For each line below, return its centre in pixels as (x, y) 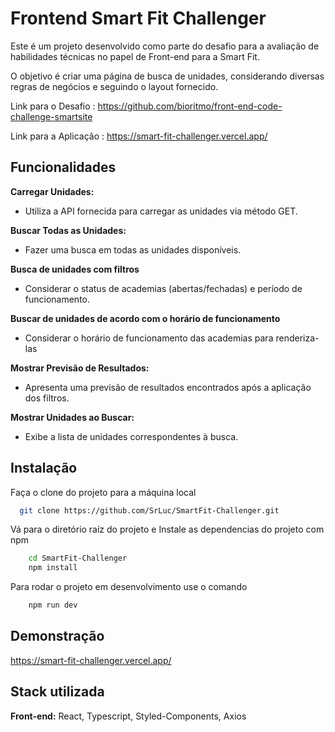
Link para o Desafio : (53, 106)
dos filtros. (47, 398)
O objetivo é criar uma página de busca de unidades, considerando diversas (167, 76)
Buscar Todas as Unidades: (68, 230)
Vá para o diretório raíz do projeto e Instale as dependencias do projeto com (167, 529)
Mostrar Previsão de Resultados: (80, 368)
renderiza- (297, 338)
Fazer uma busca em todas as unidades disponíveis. (133, 249)
